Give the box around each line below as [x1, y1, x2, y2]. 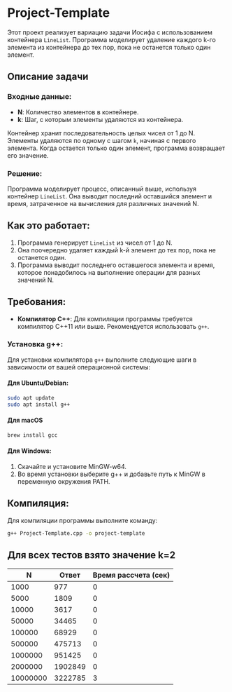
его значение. [7, 151, 49, 159]
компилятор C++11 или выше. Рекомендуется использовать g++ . [17, 322, 210, 330]
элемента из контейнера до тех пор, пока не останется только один [7, 43, 211, 51]
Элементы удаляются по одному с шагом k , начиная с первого [7, 136, 196, 144]
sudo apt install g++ [7, 401, 71, 408]
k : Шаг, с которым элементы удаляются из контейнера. [17, 115, 184, 123]
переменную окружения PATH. [17, 477, 110, 486]
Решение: [7, 168, 43, 178]
